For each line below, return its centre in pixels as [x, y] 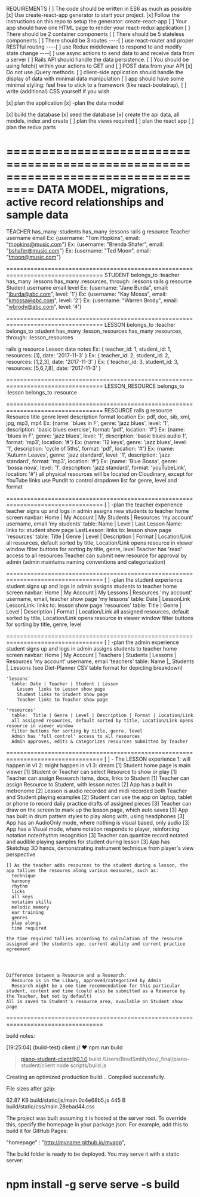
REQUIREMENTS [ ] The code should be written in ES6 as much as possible [99, 9]
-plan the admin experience [145, 642]
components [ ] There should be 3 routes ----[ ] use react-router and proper [100, 40]
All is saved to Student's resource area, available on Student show [95, 1001]
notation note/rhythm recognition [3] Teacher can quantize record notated [98, 835]
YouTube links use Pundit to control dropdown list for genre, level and [92, 480]
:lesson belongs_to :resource [42, 392]
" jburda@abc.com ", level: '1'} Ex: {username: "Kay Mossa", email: [87, 294]
